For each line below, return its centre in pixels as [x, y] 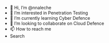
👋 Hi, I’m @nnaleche [30, 8]
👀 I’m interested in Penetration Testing [49, 13]
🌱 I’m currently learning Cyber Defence [50, 18]
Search [17, 36]
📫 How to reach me [30, 29]
